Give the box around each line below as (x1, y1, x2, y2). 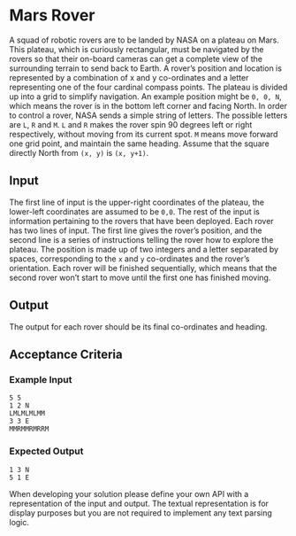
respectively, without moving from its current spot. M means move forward (9, 128, 278, 139)
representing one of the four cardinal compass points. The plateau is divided (9, 82, 288, 92)
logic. (9, 517, 29, 527)
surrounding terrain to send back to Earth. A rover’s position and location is (9, 63, 283, 74)
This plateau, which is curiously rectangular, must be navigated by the (9, 43, 264, 54)
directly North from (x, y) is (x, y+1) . (9, 147, 148, 158)
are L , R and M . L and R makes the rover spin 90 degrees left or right (9, 119, 253, 129)
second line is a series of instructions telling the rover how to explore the (9, 234, 274, 245)
